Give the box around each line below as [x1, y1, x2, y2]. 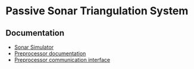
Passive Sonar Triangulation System [5, 4, 189, 18]
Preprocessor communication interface [14, 57, 111, 63]
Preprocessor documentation [14, 50, 86, 57]
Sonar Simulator [14, 43, 54, 51]
